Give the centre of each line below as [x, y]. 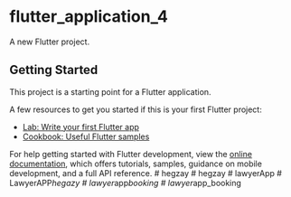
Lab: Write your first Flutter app [81, 127]
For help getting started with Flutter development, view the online [131, 154]
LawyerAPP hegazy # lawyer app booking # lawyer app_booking [126, 183]
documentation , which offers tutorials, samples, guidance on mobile [136, 164]
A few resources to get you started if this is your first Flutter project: [136, 109]
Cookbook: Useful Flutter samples [86, 136]
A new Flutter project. [50, 42]
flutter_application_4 [89, 17]
